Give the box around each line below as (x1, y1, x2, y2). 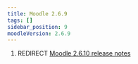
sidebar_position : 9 (7, 23, 68, 30)
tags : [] (7, 17, 33, 24)
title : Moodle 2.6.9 (7, 10, 68, 18)
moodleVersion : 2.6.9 (7, 30, 71, 37)
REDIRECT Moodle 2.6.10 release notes (17, 49, 131, 58)
